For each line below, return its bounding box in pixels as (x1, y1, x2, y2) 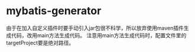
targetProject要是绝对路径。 (6, 39, 74, 46)
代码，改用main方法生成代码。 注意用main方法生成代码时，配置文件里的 (11, 31, 187, 39)
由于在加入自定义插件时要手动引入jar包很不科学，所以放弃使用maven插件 (6, 24, 184, 31)
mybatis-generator (6, 4, 102, 18)
